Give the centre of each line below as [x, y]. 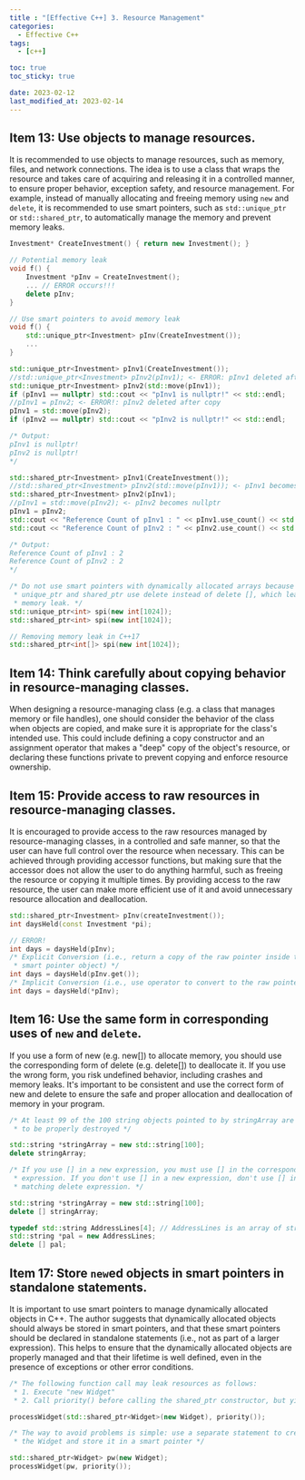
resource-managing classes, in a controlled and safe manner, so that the [145, 841]
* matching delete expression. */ [79, 1186]
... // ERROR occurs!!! [71, 285]
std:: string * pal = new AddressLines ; [83, 1236]
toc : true [28, 68]
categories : [32, 26]
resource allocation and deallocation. [79, 898]
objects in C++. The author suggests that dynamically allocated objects [143, 1318]
